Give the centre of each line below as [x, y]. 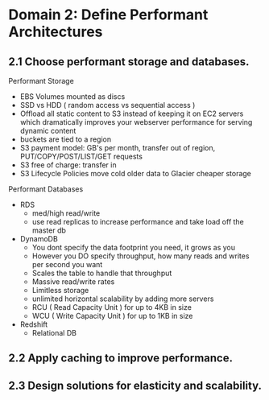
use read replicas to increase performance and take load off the [138, 222]
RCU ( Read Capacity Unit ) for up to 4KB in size [112, 307]
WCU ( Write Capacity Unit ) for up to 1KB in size [112, 316]
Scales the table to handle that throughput [102, 273]
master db [49, 230]
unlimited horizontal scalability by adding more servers [123, 299]
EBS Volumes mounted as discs [72, 97]
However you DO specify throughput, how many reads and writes [141, 256]
